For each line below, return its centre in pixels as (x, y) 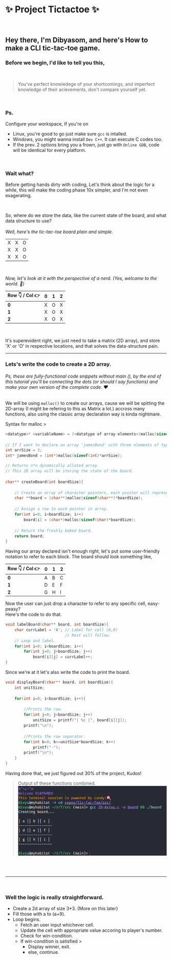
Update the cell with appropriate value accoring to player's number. (91, 930)
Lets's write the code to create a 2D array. (58, 364)
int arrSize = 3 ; (24, 450)
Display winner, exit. (49, 947)
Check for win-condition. (47, 936)
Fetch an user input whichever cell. (57, 925)
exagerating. (19, 196)
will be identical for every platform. (49, 150)
